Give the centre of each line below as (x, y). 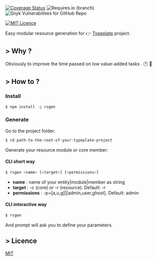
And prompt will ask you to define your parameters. (59, 225)
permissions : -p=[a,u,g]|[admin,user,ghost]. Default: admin (75, 193)
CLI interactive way (26, 205)
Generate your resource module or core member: (57, 150)
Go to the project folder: (30, 131)
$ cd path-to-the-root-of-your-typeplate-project (59, 140)
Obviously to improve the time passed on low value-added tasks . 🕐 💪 (79, 64)
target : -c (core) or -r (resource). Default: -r (59, 187)
